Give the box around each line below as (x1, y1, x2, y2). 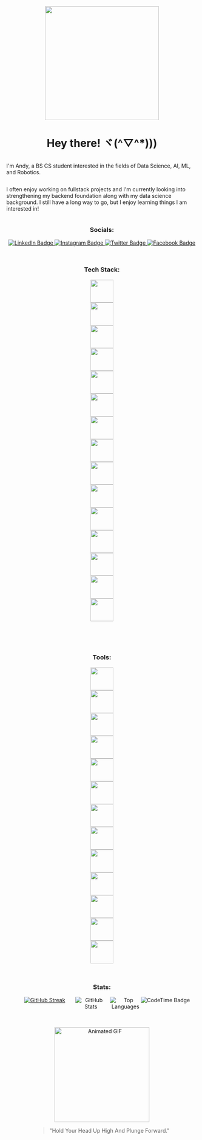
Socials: (90, 225, 114, 234)
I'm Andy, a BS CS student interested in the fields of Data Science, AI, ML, (6, 162, 191, 169)
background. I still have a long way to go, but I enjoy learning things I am (6, 198, 187, 206)
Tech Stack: (84, 265, 120, 274)
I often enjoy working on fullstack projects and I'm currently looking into (6, 185, 186, 193)
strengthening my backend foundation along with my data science (6, 192, 172, 199)
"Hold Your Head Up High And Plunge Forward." (49, 1127, 170, 1135)
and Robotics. (6, 168, 41, 175)
